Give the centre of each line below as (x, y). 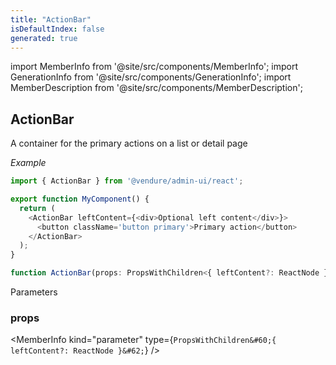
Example (28, 163)
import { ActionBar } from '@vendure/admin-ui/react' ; (127, 181)
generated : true (44, 38)
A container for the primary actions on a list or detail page (129, 143)
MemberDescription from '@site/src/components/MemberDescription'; (156, 88)
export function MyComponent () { (80, 199)
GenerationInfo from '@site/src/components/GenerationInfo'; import (151, 77)
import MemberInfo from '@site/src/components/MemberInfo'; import (154, 67)
